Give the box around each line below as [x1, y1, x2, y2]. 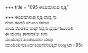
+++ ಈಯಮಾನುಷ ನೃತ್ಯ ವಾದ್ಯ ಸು [5, 14, 57, 20]
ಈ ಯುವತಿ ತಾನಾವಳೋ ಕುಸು [5, 31, 48, 37]
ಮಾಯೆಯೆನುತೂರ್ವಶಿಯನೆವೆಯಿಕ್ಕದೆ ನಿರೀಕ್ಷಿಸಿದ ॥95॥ [5, 42, 84, 48]
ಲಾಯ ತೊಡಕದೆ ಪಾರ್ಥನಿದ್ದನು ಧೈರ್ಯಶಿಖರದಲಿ [5, 25, 73, 31]
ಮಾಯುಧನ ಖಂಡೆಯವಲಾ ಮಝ [5, 37, 53, 42]
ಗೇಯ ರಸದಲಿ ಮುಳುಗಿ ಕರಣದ [5, 20, 49, 25]
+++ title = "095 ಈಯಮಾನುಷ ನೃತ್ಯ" [5, 4, 69, 10]
